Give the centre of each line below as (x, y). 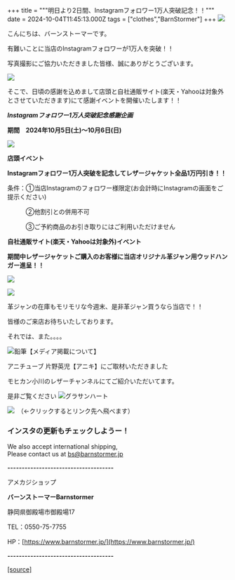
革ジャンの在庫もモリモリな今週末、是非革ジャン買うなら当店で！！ (105, 307)
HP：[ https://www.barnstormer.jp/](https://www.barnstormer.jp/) (101, 542)
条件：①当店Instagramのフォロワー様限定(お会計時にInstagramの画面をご (115, 188)
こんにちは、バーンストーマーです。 (59, 33)
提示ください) (27, 197)
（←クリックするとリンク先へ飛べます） (77, 411)
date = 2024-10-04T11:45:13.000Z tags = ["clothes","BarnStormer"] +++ (112, 19)
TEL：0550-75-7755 (37, 527)
